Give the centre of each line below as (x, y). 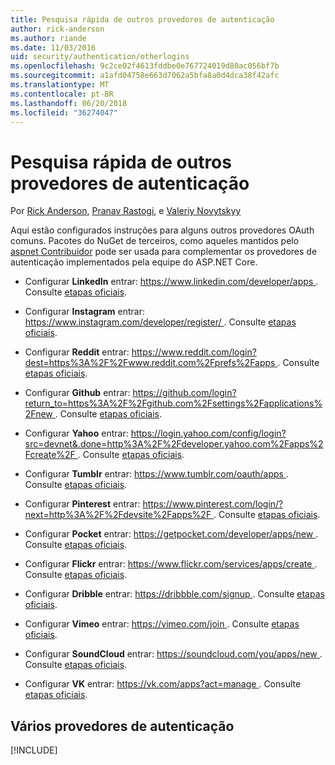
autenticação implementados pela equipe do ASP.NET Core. (134, 262)
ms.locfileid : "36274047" (64, 112)
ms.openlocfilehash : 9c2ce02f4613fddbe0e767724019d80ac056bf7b (145, 66)
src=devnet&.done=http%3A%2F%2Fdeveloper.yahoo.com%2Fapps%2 (174, 444)
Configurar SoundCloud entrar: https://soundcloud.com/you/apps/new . (173, 654)
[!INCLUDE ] (34, 750)
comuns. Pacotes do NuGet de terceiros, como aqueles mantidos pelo (155, 241)
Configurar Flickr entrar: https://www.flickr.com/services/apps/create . (171, 564)
